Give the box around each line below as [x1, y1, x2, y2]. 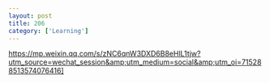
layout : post [8, 11, 53, 20]
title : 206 [8, 19, 45, 27]
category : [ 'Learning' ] [8, 27, 89, 35]
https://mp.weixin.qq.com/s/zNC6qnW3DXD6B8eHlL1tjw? [8, 49, 201, 59]
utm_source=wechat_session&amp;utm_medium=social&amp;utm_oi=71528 [8, 57, 262, 67]
